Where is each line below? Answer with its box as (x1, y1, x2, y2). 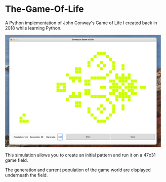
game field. (5, 157, 28, 163)
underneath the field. (5, 172, 48, 178)
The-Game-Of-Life (5, 3, 84, 15)
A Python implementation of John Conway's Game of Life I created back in (5, 20, 157, 26)
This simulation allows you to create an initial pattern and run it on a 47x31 (5, 152, 156, 158)
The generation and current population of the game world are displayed (5, 167, 151, 173)
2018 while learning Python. (5, 25, 62, 31)
